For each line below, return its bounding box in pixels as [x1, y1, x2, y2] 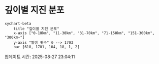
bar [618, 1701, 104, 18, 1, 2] [13, 44, 80, 49]
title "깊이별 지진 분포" [13, 26, 60, 31]
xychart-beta [4, 21, 32, 26]
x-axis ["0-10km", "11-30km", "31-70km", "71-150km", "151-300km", [13, 31, 155, 35]
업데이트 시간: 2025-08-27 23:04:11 [4, 54, 75, 60]
